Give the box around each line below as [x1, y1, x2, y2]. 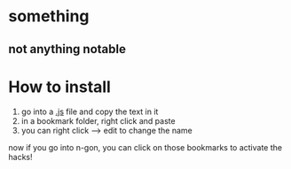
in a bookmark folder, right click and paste [20, 115, 176, 126]
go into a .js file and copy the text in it [20, 106, 159, 117]
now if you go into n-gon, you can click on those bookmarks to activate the [8, 142, 283, 152]
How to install [8, 77, 112, 96]
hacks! [8, 151, 33, 162]
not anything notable [8, 42, 126, 57]
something [8, 6, 90, 27]
